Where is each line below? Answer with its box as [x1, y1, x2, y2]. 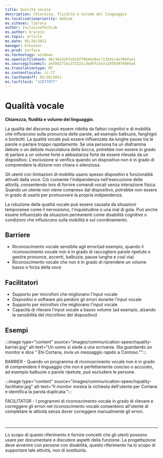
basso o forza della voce [12, 264, 62, 270]
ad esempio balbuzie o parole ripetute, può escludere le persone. [5, 369, 136, 374]
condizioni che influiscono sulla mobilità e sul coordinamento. [5, 217, 129, 222]
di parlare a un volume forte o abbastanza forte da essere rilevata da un [5, 152, 148, 157]
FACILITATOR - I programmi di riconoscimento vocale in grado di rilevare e [5, 398, 154, 404]
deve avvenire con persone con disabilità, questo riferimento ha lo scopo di [5, 442, 156, 448]
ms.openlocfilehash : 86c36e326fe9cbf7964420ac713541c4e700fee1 [5, 57, 136, 62]
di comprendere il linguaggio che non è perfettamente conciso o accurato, [5, 364, 154, 370]
